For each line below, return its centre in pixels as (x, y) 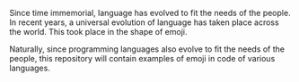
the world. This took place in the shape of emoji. (98, 32)
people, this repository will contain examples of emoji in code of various (142, 58)
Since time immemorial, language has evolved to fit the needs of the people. (150, 13)
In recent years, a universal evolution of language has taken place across (145, 22)
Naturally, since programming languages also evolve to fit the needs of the (147, 49)
